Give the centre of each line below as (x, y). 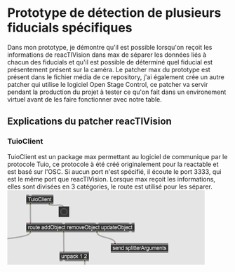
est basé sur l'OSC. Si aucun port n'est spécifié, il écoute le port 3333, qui (114, 171)
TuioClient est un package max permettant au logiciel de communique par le (117, 156)
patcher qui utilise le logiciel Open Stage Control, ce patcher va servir (108, 84)
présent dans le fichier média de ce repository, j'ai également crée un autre (116, 77)
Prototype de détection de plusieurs (114, 13)
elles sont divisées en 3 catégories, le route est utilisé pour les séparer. (110, 186)
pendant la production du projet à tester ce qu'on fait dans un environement (117, 92)
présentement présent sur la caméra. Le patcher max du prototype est (109, 69)
